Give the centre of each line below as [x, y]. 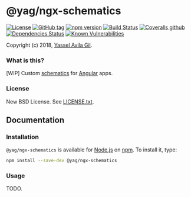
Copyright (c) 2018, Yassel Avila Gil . [49, 45]
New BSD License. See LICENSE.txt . [50, 101]
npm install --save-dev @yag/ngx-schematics [62, 161]
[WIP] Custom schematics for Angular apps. [60, 73]
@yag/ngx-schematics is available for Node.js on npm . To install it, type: [92, 150]
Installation [23, 137]
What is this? [25, 60]
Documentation [35, 120]
